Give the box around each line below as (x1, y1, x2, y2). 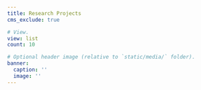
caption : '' (13, 66, 48, 73)
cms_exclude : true (7, 16, 60, 23)
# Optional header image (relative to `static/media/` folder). (7, 54, 195, 61)
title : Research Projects (7, 10, 81, 17)
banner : (7, 60, 30, 67)
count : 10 (7, 42, 36, 48)
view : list (7, 35, 39, 42)
